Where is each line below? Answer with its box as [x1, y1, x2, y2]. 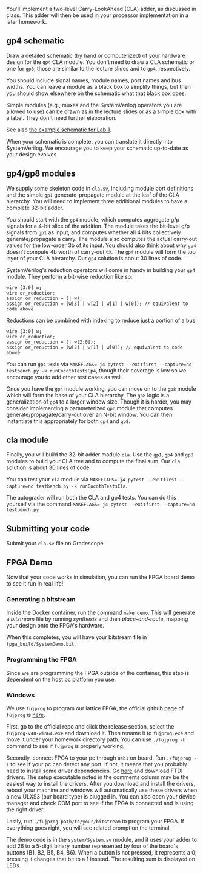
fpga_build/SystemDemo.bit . [6, 640, 76, 648]
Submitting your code [6, 523, 90, 534]
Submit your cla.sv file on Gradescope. [6, 540, 105, 547]
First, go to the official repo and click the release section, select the [6, 722, 175, 730]
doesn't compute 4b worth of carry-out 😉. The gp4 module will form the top [6, 248, 196, 255]
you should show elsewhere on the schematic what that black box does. [6, 89, 187, 97]
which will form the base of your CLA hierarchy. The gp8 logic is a [6, 391, 170, 399]
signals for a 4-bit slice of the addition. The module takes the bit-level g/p [6, 222, 190, 229]
